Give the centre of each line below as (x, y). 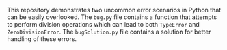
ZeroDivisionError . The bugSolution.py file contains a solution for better (109, 32)
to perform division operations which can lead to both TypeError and (103, 24)
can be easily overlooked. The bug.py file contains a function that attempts (112, 17)
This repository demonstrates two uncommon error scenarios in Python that (114, 10)
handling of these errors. (42, 39)
